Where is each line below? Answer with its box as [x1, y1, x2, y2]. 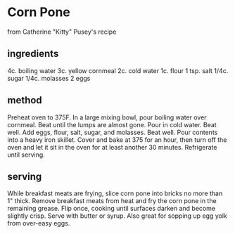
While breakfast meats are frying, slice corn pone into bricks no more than [7, 189, 223, 197]
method [7, 94, 42, 106]
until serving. [7, 150, 46, 159]
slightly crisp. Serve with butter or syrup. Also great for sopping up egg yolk [7, 212, 227, 220]
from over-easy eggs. [7, 219, 70, 228]
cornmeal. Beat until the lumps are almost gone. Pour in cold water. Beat [7, 120, 217, 129]
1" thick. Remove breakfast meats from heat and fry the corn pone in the [7, 197, 217, 205]
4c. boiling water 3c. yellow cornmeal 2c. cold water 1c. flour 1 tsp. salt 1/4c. [7, 66, 229, 74]
